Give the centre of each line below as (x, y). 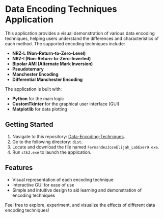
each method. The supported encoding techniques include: (65, 43)
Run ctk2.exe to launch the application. (52, 152)
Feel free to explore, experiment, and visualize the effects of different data (80, 205)
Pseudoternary (28, 69)
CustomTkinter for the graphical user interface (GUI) (66, 104)
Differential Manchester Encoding (47, 79)
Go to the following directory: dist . (47, 142)
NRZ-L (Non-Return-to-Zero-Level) (49, 53)
